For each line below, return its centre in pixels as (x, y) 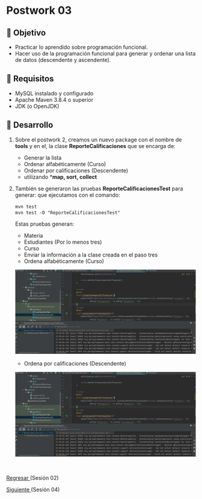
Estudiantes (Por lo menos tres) (63, 242)
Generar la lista (43, 158)
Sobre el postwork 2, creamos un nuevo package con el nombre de (98, 140)
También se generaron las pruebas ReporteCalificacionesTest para (99, 188)
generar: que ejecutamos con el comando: (67, 195)
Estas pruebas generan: (44, 224)
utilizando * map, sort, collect (60, 177)
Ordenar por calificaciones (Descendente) (76, 170)
